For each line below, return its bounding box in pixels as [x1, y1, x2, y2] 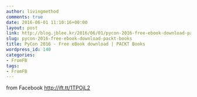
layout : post [6, 25, 38, 31]
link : [6, 30, 19, 36]
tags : [6, 63, 19, 69]
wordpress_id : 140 [6, 47, 51, 53]
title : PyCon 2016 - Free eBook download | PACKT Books [6, 41, 145, 47]
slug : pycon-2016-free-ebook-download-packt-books [6, 36, 133, 41]
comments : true [6, 14, 43, 20]
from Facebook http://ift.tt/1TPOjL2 [6, 84, 91, 91]
